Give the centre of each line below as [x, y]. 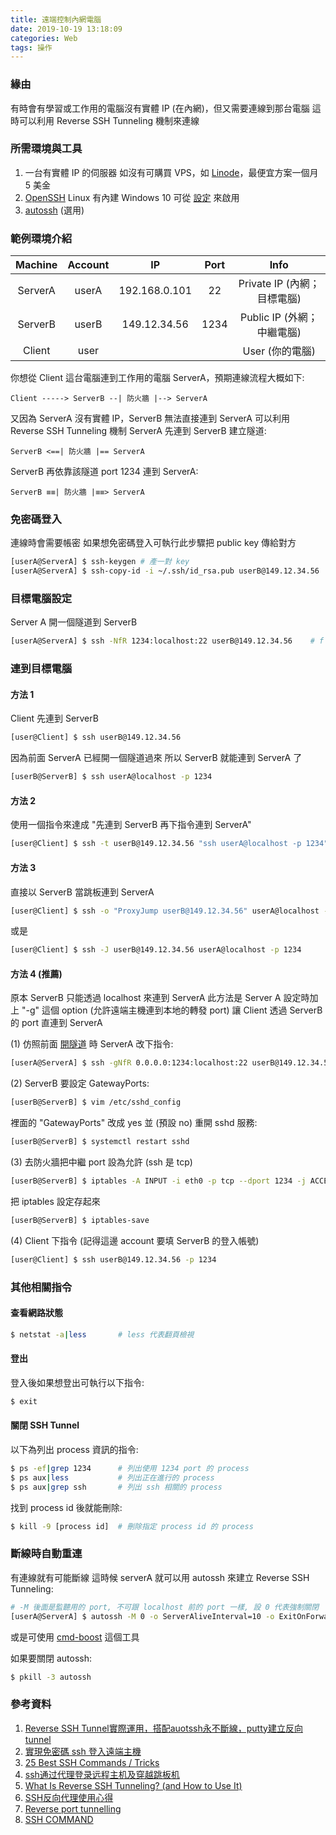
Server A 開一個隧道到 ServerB [74, 622]
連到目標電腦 [41, 669]
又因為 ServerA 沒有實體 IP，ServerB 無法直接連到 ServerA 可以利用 [150, 418]
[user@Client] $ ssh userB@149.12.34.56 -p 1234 [113, 1259]
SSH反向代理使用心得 [69, 1797]
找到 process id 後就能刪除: [66, 1507]
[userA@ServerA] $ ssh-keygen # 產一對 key [100, 562]
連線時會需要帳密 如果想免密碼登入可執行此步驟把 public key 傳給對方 [153, 543]
